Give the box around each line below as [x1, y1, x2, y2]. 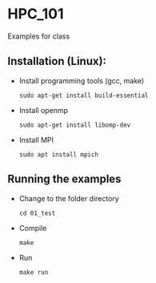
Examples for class [7, 31, 70, 41]
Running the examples [7, 172, 122, 186]
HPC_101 [7, 5, 64, 23]
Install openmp [18, 105, 69, 115]
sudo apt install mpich [18, 150, 99, 159]
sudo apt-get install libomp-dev [18, 121, 131, 129]
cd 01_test [18, 209, 56, 217]
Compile [18, 223, 47, 232]
